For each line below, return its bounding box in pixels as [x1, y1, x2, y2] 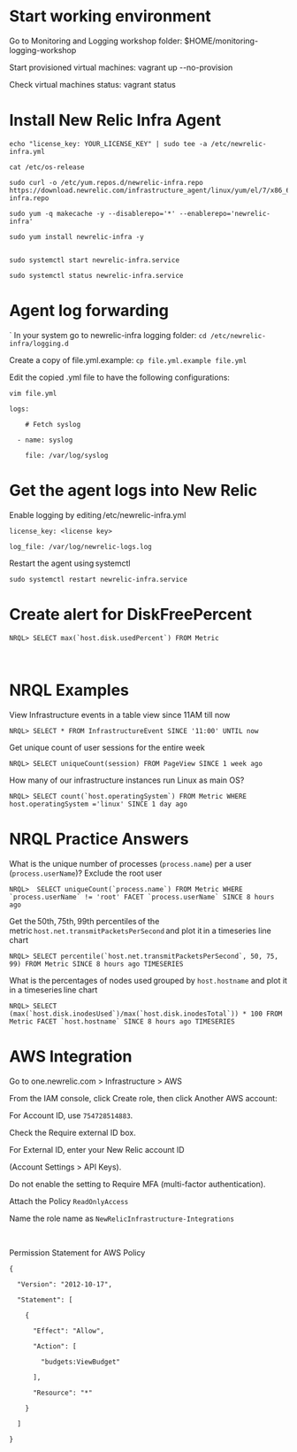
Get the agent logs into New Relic [9, 481, 258, 500]
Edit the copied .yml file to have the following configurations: [9, 372, 230, 382]
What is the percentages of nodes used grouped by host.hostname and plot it [9, 975, 287, 985]
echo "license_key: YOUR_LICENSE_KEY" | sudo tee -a [9, 139, 208, 148]
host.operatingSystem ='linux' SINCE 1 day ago [9, 799, 188, 808]
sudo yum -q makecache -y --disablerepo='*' [9, 209, 176, 218]
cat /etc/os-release [9, 162, 86, 172]
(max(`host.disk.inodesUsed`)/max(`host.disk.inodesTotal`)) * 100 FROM [9, 1009, 283, 1018]
